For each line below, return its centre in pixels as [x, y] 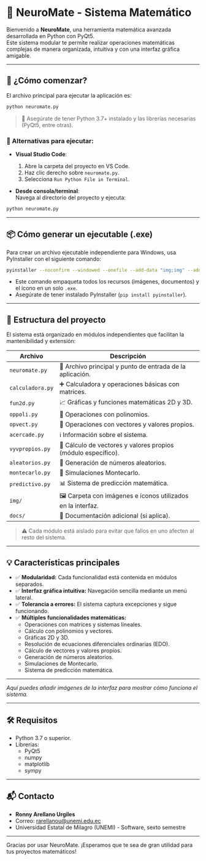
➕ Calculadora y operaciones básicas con [119, 384]
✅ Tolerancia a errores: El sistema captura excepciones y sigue [96, 604]
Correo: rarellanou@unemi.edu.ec [58, 820]
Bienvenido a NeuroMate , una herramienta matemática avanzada [89, 29]
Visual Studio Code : [41, 154]
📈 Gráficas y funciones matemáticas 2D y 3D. [126, 403]
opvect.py [24, 425]
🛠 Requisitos [32, 720]
